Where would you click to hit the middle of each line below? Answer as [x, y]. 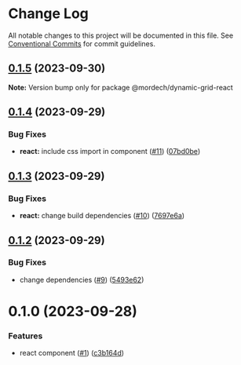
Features [26, 336]
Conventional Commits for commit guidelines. [82, 43]
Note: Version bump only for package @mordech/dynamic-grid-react [120, 87]
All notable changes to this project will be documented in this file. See [121, 35]
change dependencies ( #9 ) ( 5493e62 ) [82, 279]
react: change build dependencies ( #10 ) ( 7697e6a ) [102, 216]
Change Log [48, 14]
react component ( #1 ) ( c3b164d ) [71, 353]
